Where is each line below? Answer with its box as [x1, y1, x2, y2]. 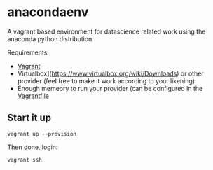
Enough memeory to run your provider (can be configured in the [17, 84, 203, 92]
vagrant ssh [7, 156, 42, 163]
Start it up [7, 112, 52, 124]
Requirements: [7, 48, 49, 57]
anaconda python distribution [7, 34, 92, 43]
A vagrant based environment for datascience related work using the [7, 27, 206, 36]
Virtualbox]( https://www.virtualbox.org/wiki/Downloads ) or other [17, 69, 205, 78]
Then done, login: [7, 143, 58, 151]
